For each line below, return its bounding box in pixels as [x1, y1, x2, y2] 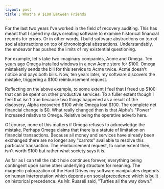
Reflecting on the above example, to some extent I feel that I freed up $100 [5, 86, 156, 92]
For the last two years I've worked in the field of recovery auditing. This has [5, 25, 158, 31]
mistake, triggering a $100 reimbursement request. [5, 77, 108, 82]
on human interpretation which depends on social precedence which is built [5, 173, 158, 179]
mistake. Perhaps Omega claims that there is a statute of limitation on [5, 127, 145, 133]
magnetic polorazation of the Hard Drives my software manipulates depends [5, 167, 159, 173]
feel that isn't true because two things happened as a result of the [5, 96, 138, 102]
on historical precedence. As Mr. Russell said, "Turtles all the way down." [5, 178, 152, 184]
